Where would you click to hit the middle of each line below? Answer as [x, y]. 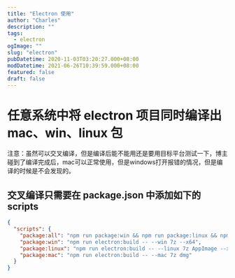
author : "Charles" [34, 20]
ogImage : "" [24, 46]
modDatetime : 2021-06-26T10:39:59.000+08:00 [73, 66]
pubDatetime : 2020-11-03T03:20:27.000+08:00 [73, 59]
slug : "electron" [33, 53]
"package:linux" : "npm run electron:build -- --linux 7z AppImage [119, 249]
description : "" [31, 27]
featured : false [31, 72]
